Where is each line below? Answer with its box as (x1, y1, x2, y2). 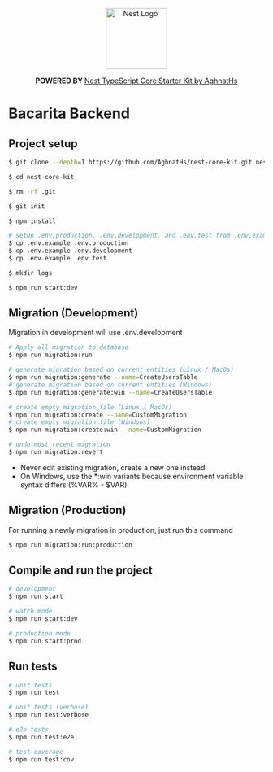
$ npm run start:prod (8, 637, 82, 645)
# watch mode (8, 607, 53, 616)
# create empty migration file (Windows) (8, 418, 151, 426)
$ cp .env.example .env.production (8, 239, 129, 247)
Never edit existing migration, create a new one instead (19, 462, 206, 472)
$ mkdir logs (8, 268, 53, 277)
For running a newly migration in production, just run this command (8, 525, 233, 534)
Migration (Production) (8, 504, 127, 517)
